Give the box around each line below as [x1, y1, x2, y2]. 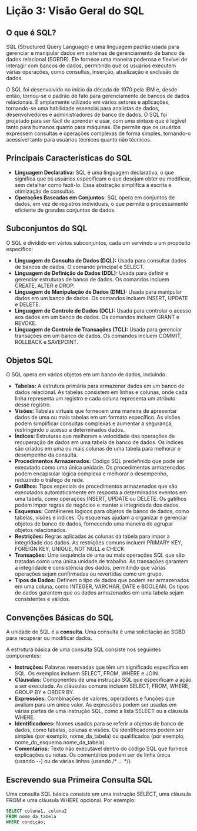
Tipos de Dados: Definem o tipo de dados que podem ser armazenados [14, 577, 189, 584]
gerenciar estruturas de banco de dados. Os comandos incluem [14, 275, 169, 283]
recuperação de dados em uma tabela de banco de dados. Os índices [14, 439, 184, 446]
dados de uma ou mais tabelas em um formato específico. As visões [14, 414, 181, 421]
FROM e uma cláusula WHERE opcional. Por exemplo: [6, 797, 136, 804]
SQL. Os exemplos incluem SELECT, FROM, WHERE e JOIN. [14, 670, 160, 677]
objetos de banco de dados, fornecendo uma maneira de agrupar [14, 520, 173, 527]
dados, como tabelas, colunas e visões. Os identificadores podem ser [14, 727, 184, 734]
